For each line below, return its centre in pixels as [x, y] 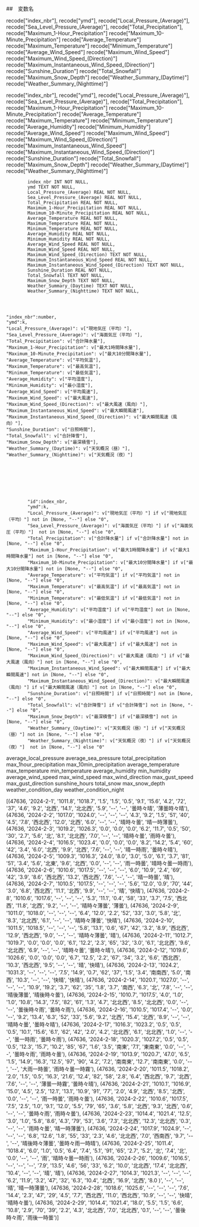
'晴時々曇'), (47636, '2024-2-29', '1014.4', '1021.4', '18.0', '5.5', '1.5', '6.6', [95, 1203]
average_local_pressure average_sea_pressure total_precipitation [86, 758]
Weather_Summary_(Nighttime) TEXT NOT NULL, [83, 291]
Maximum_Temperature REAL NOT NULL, [73, 223]
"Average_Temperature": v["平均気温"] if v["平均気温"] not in [104, 575]
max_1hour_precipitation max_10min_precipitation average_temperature [93, 764]
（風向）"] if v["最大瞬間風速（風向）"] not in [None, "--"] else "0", [91, 687]
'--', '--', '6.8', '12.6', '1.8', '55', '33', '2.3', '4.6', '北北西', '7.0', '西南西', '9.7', [96, 1136]
